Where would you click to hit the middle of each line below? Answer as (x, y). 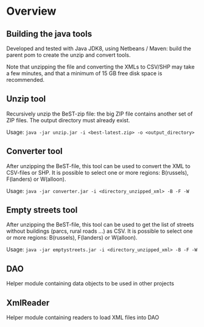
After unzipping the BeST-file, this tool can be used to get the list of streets (100, 225)
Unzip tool (26, 99)
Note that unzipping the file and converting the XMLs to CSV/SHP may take (100, 67)
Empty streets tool (42, 210)
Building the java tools (49, 34)
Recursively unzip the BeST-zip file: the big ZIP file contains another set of (100, 114)
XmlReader (28, 303)
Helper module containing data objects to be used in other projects (90, 284)
